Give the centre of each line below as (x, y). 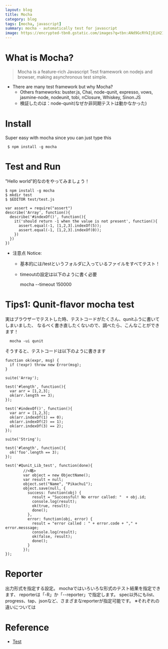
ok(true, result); (51, 506)
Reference (27, 627)
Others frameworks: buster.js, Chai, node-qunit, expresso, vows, (86, 92)
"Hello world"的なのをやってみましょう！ (47, 181)
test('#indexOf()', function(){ (39, 408)
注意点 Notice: (27, 253)
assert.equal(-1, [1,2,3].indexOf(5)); (60, 226)
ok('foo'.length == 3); (34, 452)
